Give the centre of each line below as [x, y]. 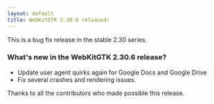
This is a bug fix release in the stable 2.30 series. [77, 39]
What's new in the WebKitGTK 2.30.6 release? [87, 57]
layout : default [30, 13]
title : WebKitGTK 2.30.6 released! [59, 20]
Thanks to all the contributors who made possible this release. [96, 93]
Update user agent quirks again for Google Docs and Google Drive [112, 72]
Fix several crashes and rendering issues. [77, 79]
